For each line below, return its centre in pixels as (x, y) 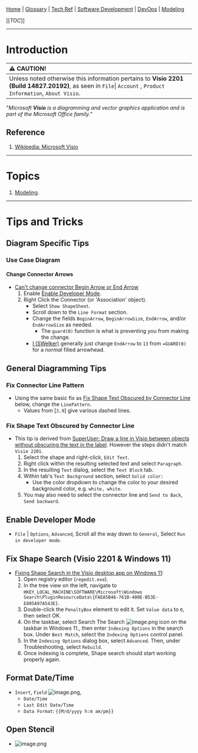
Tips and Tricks (45, 222)
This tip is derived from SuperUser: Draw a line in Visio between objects (102, 438)
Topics (23, 176)
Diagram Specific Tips (48, 244)
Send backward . (42, 501)
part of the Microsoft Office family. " (49, 114)
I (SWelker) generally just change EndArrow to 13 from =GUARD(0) (109, 344)
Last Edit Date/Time (49, 705)
